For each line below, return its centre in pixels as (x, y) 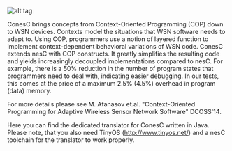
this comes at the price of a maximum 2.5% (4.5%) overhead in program (111, 83)
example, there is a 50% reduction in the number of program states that (110, 69)
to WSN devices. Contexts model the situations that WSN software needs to (116, 32)
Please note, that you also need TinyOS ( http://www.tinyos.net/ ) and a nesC (116, 133)
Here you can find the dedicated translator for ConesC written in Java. (108, 125)
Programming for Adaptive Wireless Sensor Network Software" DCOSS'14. (114, 112)
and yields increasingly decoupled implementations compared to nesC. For (115, 61)
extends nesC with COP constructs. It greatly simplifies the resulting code (114, 54)
